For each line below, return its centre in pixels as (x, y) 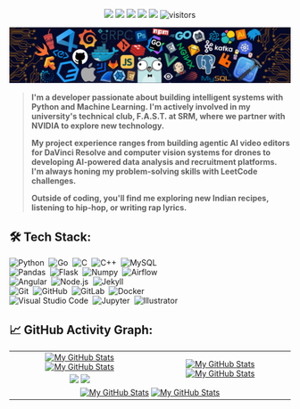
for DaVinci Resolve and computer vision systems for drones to (150, 152)
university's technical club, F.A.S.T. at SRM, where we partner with (158, 117)
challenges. (54, 181)
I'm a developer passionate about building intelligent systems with (157, 97)
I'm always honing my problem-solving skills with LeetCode (144, 172)
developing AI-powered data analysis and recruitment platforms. (154, 162)
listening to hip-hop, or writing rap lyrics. (109, 208)
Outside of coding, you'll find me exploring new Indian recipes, (150, 198)
